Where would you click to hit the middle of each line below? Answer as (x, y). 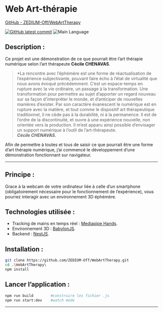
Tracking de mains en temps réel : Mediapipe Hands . (65, 224)
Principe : (20, 175)
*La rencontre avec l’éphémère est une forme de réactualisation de (84, 73)
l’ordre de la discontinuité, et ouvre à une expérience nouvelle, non (83, 119)
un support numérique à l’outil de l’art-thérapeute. (66, 130)
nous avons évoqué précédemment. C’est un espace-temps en (80, 83)
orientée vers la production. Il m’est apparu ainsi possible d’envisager (86, 125)
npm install (17, 269)
